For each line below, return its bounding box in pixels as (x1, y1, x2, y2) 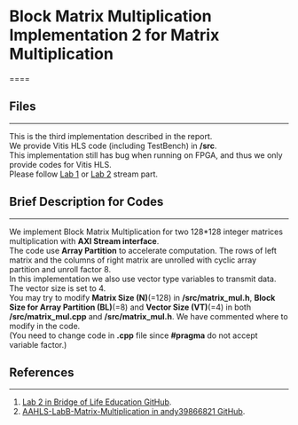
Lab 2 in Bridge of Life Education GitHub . (21, 397, 172, 407)
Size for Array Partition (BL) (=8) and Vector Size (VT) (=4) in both (9, 302, 251, 312)
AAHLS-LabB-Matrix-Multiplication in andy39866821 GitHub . (21, 406, 246, 417)
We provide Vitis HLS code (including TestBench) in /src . (9, 140, 217, 151)
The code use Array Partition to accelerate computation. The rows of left (9, 245, 278, 256)
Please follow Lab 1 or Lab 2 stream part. (9, 169, 158, 179)
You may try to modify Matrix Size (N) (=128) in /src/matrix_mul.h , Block (9, 292, 276, 303)
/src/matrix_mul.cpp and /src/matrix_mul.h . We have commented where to (9, 311, 288, 321)
